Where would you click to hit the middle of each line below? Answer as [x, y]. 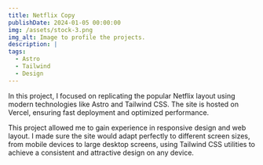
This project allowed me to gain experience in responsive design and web [127, 127]
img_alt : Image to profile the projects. [77, 37]
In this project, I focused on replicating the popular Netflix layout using [122, 95]
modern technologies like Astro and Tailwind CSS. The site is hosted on [124, 104]
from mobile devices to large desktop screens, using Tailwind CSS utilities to [132, 144]
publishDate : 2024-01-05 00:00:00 [65, 23]
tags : [17, 52]
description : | [33, 45]
